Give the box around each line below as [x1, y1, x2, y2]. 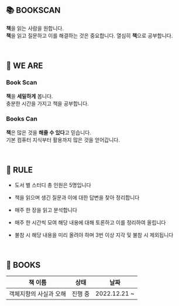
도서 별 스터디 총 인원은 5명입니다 [14, 181, 92, 189]
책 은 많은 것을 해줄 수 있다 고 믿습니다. [6, 129, 92, 136]
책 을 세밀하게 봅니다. [6, 92, 53, 99]
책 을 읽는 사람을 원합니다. [6, 25, 64, 32]
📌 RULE [6, 165, 33, 175]
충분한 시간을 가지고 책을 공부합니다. [6, 100, 89, 107]
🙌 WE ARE [6, 61, 43, 71]
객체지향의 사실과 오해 [9, 290, 66, 298]
